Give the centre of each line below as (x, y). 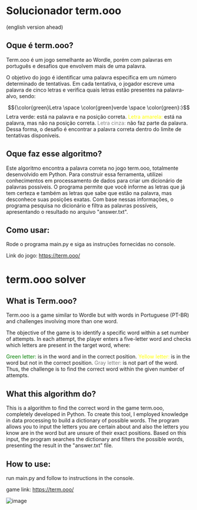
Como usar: (28, 230)
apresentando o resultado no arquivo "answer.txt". (67, 212)
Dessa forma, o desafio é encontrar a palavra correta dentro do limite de (94, 129)
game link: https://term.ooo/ (40, 489)
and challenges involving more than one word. (62, 321)
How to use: (29, 464)
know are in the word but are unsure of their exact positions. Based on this (96, 433)
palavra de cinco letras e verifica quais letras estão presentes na (84, 90)
